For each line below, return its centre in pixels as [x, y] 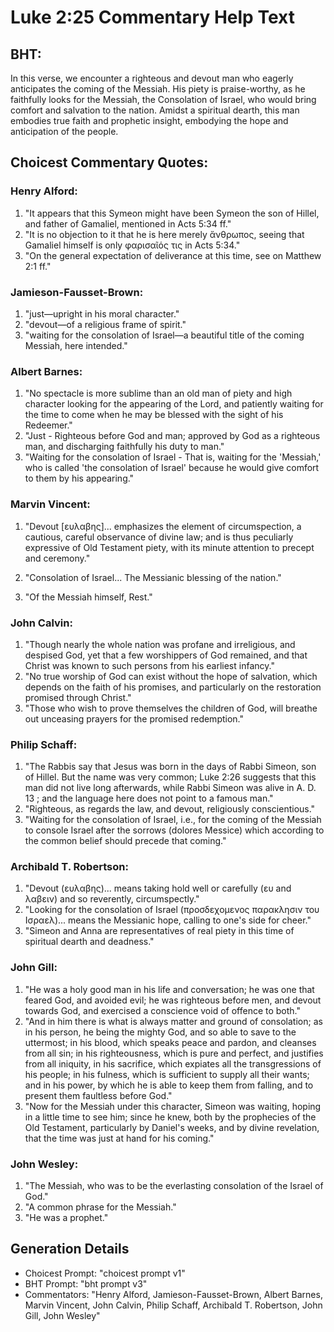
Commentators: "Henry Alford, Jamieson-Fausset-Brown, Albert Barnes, [173, 1294]
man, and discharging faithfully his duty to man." [124, 447]
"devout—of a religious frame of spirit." [105, 324]
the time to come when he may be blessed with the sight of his [154, 415]
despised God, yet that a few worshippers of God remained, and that [166, 655]
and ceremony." [57, 558]
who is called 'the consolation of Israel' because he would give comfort [172, 468]
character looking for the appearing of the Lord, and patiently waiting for [174, 404]
